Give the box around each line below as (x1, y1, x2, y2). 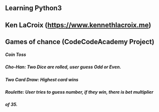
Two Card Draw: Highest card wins (5, 76, 79, 82)
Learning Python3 (5, 4, 62, 12)
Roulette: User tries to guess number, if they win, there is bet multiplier (5, 89, 154, 95)
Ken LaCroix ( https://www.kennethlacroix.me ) (5, 21, 152, 29)
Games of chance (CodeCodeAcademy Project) (5, 38, 155, 46)
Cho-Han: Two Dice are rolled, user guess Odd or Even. (5, 64, 121, 70)
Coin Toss (5, 52, 26, 57)
